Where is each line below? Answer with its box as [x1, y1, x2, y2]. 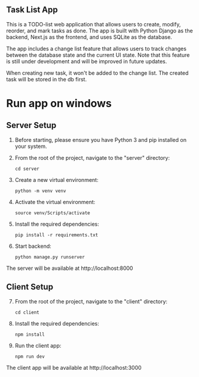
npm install [14, 332, 45, 338]
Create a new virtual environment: [14, 176, 99, 183]
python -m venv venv [14, 188, 66, 194]
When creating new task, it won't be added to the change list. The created [6, 69, 189, 77]
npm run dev [14, 353, 45, 360]
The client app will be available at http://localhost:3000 [6, 364, 142, 371]
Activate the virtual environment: [14, 198, 96, 205]
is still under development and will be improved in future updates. [6, 57, 167, 65]
